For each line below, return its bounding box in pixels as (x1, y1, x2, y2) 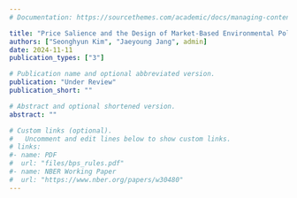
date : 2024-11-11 (9, 45, 73, 54)
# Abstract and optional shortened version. (9, 102, 176, 110)
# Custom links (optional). (9, 126, 113, 135)
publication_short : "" (9, 86, 93, 95)
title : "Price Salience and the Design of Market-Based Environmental (9, 28, 275, 38)
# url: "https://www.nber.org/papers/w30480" (9, 175, 184, 184)
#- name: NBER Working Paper (9, 167, 117, 176)
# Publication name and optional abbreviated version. (9, 70, 216, 79)
